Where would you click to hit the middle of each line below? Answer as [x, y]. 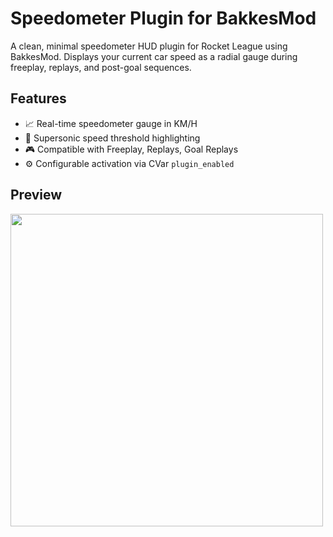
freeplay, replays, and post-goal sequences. [101, 67]
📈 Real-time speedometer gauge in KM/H [111, 123]
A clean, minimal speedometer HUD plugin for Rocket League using [149, 46]
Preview [36, 195]
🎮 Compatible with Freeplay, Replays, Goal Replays [131, 149]
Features [38, 98]
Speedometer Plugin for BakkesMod [163, 18]
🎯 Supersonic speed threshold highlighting [112, 138]
